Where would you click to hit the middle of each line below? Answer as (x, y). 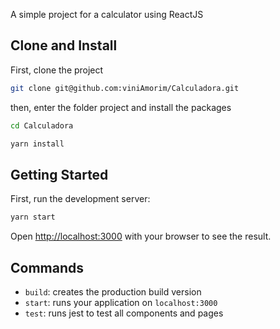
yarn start (33, 217)
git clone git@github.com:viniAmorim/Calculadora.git (125, 88)
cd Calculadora (42, 125)
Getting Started (59, 174)
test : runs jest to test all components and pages (124, 313)
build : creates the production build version (113, 291)
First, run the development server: (80, 199)
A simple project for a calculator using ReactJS (107, 14)
